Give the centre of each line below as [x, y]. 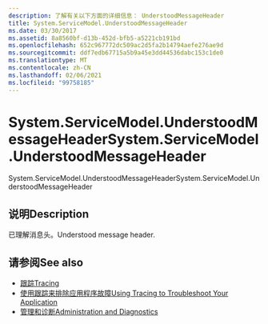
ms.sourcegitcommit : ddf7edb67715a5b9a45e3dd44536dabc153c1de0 [116, 53]
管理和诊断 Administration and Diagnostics [89, 312]
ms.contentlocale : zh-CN [50, 68]
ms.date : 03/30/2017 [43, 30]
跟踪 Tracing [40, 283]
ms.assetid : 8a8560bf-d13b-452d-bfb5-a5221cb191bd [94, 38]
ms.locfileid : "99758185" [51, 82]
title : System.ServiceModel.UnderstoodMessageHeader [98, 23]
